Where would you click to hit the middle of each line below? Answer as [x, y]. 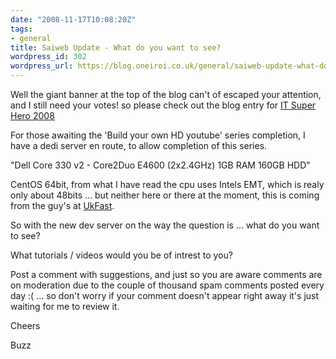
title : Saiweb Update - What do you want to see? [116, 47]
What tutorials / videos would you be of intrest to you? [121, 255]
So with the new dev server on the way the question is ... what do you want [165, 225]
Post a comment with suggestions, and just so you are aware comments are [166, 274]
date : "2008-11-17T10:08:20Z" [73, 19]
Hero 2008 [32, 115]
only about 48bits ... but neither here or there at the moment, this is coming [165, 195]
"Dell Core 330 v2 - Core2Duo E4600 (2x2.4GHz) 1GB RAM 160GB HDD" [160, 165]
